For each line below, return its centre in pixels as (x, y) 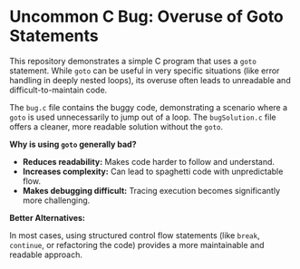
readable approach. (46, 255)
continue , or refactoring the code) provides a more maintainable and (137, 245)
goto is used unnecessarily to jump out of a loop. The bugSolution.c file (143, 117)
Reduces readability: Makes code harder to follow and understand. (148, 161)
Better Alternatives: (48, 217)
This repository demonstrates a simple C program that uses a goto (133, 61)
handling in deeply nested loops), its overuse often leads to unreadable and (150, 80)
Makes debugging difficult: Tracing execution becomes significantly (151, 190)
